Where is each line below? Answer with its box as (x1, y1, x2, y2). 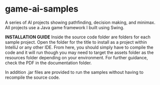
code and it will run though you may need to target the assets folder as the (5, 50, 154, 55)
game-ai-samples (5, 3, 79, 15)
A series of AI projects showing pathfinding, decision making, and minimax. (5, 19, 156, 25)
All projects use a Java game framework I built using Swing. (5, 24, 125, 30)
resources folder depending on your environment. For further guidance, (5, 54, 148, 60)
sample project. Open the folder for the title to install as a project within (5, 39, 147, 45)
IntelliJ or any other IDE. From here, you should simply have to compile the (5, 44, 154, 50)
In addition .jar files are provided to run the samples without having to (5, 69, 144, 75)
